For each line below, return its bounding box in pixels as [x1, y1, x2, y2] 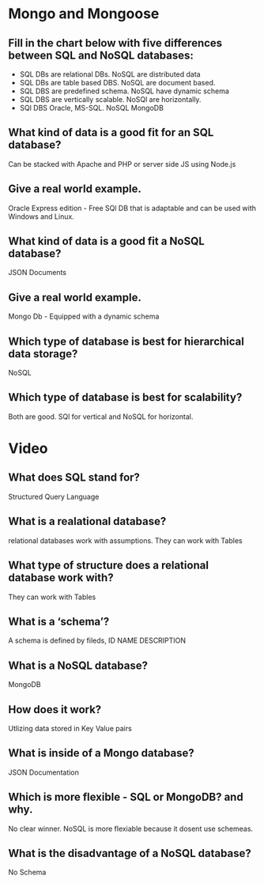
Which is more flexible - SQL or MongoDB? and [8, 791, 243, 804]
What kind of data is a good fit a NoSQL [8, 235, 206, 248]
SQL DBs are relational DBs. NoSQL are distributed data [19, 70, 201, 79]
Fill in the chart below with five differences [8, 36, 223, 50]
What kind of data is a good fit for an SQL [8, 126, 214, 139]
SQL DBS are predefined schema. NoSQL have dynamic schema [19, 86, 229, 96]
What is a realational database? [8, 515, 167, 528]
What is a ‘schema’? [8, 614, 110, 628]
